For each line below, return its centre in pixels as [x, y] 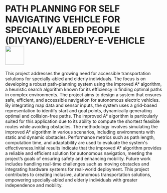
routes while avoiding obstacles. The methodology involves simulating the [81, 126]
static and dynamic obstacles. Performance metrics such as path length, [80, 137]
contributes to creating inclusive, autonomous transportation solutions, [78, 174]
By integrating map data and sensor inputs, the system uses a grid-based [81, 105]
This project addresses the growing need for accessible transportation [78, 73]
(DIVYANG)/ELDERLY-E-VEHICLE [75, 41]
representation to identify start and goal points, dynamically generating [78, 110]
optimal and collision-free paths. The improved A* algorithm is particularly [81, 116]
